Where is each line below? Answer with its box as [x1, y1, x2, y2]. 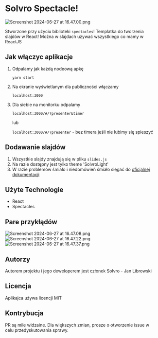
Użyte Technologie [5, 185, 64, 194]
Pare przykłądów [5, 217, 57, 226]
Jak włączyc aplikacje [5, 53, 73, 61]
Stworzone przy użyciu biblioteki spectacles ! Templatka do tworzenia [5, 28, 144, 34]
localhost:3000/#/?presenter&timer [12, 111, 85, 116]
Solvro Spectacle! [5, 3, 79, 14]
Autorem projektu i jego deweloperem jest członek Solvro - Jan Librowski [5, 268, 152, 274]
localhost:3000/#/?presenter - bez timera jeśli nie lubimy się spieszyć [12, 129, 154, 135]
